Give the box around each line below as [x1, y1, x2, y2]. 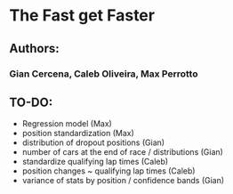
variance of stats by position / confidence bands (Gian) [21, 175, 225, 186]
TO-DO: [9, 94, 53, 109]
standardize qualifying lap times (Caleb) [21, 157, 169, 167]
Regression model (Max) [21, 118, 113, 129]
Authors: [9, 41, 60, 56]
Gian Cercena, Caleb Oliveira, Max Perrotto [9, 68, 198, 80]
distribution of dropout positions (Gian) [21, 137, 165, 148]
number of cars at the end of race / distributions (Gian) [21, 147, 224, 158]
